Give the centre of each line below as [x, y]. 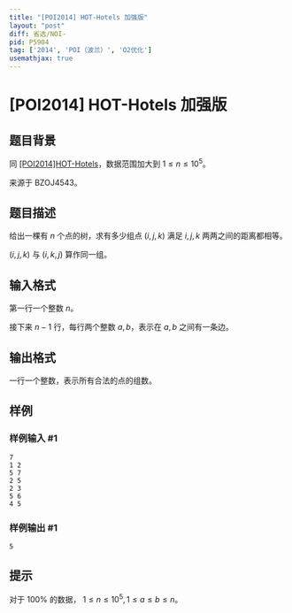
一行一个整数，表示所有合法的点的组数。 [83, 380]
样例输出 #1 [33, 527]
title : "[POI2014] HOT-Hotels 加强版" [79, 17]
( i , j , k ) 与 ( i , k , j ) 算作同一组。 [61, 255]
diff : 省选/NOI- [38, 34]
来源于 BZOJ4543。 [46, 182]
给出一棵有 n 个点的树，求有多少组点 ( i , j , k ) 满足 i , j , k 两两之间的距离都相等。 [148, 236]
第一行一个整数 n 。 [44, 308]
